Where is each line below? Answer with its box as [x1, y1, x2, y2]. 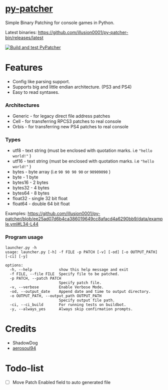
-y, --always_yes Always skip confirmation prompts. [9, 306, 133, 311]
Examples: [5, 211, 26, 217]
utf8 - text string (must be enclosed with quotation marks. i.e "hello [12, 147, 152, 153]
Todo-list [5, 362, 44, 374]
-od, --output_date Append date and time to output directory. [9, 289, 151, 294]
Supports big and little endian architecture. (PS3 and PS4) [12, 84, 132, 90]
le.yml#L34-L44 [5, 221, 39, 227]
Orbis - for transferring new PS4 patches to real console [12, 124, 128, 130]
